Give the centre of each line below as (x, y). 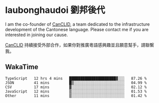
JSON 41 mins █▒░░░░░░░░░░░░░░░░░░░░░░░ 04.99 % (76, 83)
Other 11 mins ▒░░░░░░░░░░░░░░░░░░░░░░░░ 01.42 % (76, 96)
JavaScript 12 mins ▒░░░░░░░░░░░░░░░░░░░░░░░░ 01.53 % (76, 91)
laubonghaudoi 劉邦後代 (55, 10)
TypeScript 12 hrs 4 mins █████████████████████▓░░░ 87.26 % (76, 78)
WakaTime (22, 67)
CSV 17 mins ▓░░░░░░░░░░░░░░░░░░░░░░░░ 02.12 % (76, 87)
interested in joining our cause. (37, 35)
